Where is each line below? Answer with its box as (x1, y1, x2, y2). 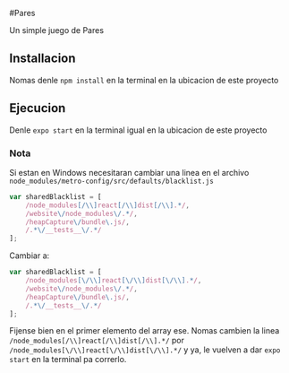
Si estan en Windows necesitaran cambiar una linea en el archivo (9, 167, 250, 178)
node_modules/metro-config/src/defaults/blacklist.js (9, 177, 215, 186)
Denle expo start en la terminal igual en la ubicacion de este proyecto (9, 125, 268, 135)
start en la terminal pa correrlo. (9, 354, 127, 365)
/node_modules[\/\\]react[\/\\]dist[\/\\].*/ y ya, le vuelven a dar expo (9, 344, 281, 355)
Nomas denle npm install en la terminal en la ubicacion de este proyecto (9, 74, 279, 85)
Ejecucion (9, 100, 66, 116)
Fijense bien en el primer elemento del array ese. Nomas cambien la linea (9, 325, 280, 336)
